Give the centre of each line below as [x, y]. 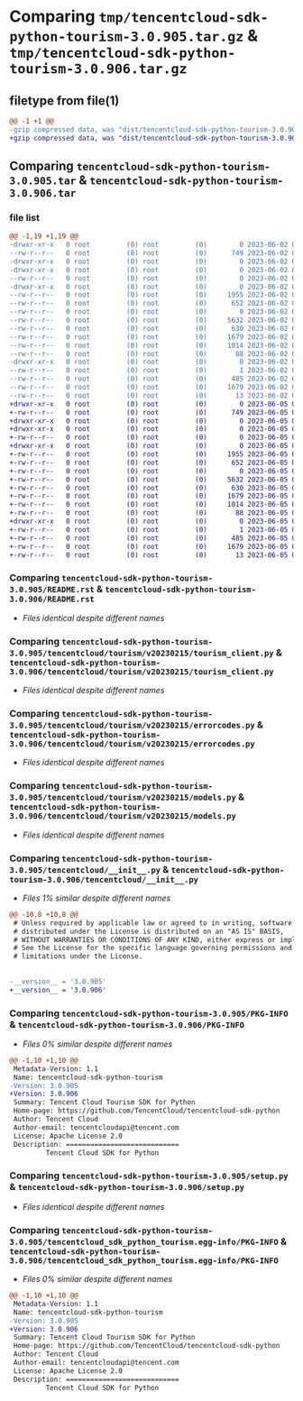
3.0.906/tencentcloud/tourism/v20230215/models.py [123, 816]
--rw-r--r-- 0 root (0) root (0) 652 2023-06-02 [149, 304]
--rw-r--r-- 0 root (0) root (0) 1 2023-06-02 [149, 371]
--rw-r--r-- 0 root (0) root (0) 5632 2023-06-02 [149, 320]
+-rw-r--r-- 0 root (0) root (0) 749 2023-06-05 [149, 412]
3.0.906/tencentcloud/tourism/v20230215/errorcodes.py [132, 744]
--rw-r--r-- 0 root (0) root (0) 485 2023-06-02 [149, 379]
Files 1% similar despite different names [96, 898]
